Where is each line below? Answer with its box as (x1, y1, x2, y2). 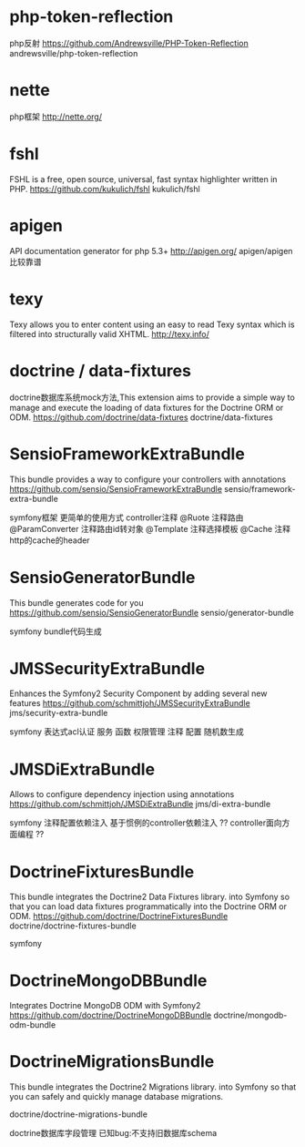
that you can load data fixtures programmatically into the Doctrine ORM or (9, 901, 288, 912)
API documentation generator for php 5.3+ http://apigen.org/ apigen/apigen (9, 245, 293, 256)
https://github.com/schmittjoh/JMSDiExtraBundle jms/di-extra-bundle (9, 799, 271, 810)
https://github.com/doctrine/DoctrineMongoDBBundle (9, 1009, 212, 1021)
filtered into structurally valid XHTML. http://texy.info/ (9, 328, 209, 339)
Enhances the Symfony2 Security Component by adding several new (9, 688, 268, 699)
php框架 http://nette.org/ (9, 111, 103, 122)
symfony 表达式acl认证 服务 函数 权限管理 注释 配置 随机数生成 (9, 726, 244, 737)
